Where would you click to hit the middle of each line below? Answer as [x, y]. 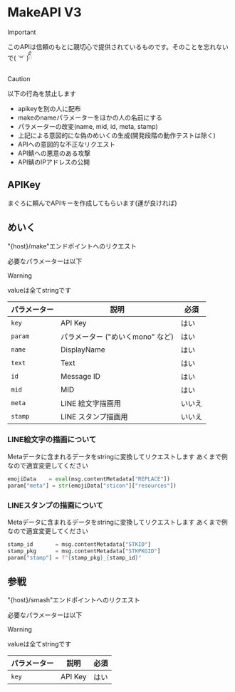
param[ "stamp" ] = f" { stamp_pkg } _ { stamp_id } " [74, 557]
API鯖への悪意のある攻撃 [54, 153]
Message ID [80, 376]
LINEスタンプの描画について [56, 505]
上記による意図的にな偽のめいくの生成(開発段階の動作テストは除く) [116, 135]
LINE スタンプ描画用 [94, 416]
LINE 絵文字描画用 [90, 403]
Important [22, 32]
